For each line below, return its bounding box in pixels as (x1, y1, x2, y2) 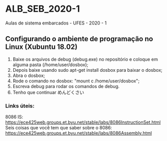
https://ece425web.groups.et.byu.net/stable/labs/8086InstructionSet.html (5, 119, 161, 125)
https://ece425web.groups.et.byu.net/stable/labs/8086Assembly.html (5, 130, 152, 136)
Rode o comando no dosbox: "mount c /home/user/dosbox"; (12, 77, 140, 84)
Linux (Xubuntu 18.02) (5, 43, 78, 51)
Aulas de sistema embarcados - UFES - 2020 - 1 (5, 20, 107, 26)
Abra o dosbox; (12, 72, 45, 78)
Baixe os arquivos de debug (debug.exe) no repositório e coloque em (12, 56, 158, 62)
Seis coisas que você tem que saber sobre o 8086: (5, 125, 112, 131)
